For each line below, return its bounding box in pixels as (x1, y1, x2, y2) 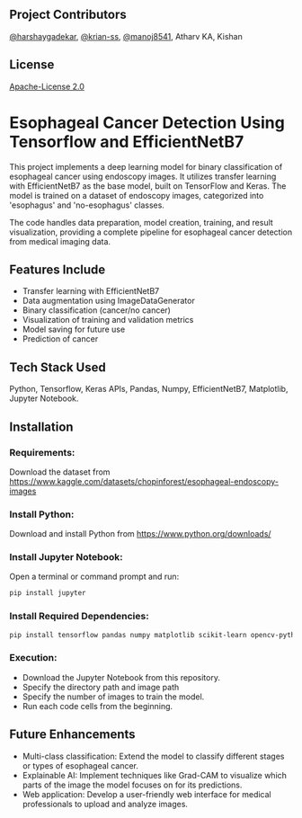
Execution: (9, 652, 58, 664)
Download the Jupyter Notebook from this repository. (22, 671, 220, 682)
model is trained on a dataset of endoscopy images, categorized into (9, 190, 264, 200)
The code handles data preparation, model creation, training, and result (9, 217, 274, 227)
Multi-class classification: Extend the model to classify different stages (22, 751, 285, 761)
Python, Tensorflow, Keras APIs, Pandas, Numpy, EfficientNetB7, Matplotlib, (9, 384, 289, 395)
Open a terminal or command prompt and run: (9, 571, 180, 582)
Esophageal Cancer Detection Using (9, 112, 285, 133)
